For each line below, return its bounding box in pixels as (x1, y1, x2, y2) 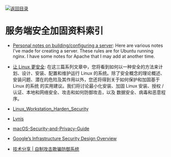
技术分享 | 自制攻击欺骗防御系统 (12, 146, 80, 152)
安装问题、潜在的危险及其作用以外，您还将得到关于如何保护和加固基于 (12, 76, 160, 83)
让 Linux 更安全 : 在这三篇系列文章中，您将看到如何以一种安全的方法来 (12, 64, 159, 70)
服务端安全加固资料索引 (5, 25, 104, 37)
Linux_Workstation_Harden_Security (12, 106, 89, 112)
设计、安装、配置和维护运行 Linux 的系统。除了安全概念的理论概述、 (21, 70, 165, 76)
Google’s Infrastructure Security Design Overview (12, 135, 117, 141)
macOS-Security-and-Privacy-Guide (12, 125, 90, 132)
